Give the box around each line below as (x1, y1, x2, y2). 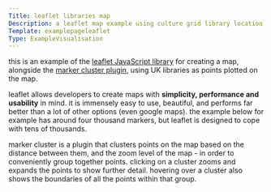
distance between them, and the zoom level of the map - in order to (8, 148, 234, 158)
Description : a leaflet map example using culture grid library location (8, 19, 264, 28)
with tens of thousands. (8, 124, 88, 134)
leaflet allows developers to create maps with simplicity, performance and (8, 90, 260, 100)
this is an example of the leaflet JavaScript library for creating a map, (8, 57, 239, 66)
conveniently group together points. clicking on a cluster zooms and (8, 157, 236, 167)
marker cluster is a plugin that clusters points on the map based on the (8, 139, 245, 150)
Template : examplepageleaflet (8, 27, 111, 35)
